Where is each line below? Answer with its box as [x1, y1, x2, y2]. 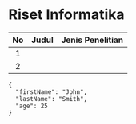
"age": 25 [15, 102, 48, 110]
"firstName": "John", [15, 87, 88, 96]
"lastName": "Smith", [15, 95, 88, 103]
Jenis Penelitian [61, 34, 124, 45]
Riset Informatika [8, 6, 125, 24]
